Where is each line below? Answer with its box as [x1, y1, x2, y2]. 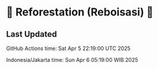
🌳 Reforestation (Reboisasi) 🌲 [6, 5, 154, 19]
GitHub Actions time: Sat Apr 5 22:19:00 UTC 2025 [6, 45, 131, 52]
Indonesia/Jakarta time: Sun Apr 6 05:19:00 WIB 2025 [6, 57, 138, 63]
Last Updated [6, 29, 57, 39]
